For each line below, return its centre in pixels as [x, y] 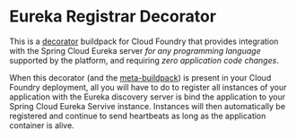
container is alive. [42, 125]
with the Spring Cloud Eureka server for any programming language [135, 50]
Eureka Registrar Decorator [113, 17]
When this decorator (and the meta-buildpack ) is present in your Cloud [140, 77]
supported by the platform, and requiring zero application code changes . [144, 60]
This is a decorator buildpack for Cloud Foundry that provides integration [144, 41]
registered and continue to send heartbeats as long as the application [138, 116]
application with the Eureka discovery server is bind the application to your [147, 97]
